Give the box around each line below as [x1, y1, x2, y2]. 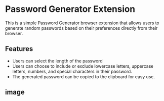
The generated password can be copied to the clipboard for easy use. [12, 73, 155, 80]
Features [5, 45, 33, 53]
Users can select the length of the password [12, 58, 103, 64]
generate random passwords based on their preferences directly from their [5, 25, 158, 31]
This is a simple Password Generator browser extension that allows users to [5, 20, 160, 26]
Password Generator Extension [5, 3, 135, 15]
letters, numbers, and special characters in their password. [12, 68, 132, 74]
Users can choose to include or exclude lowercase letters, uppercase [12, 63, 154, 69]
